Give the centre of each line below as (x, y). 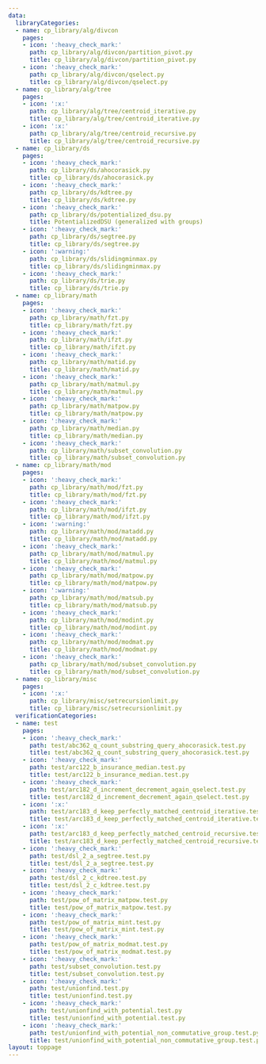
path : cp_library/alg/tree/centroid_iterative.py (112, 112)
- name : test (37, 723)
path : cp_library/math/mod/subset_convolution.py (112, 664)
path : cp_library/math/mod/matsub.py (91, 598)
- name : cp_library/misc (56, 679)
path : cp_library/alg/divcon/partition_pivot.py (111, 52)
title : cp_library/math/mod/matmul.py (93, 561)
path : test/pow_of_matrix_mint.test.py (95, 922)
